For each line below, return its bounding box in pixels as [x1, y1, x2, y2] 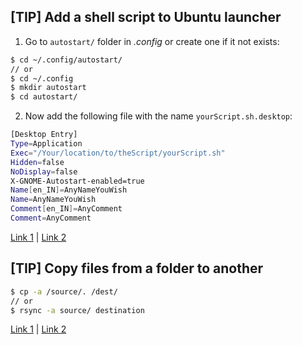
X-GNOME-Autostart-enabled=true [10, 176, 145, 186]
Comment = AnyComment [10, 213, 92, 224]
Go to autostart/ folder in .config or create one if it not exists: [24, 35, 280, 47]
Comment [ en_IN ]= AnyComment [10, 204, 123, 214]
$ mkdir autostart [10, 83, 87, 93]
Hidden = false [10, 157, 65, 167]
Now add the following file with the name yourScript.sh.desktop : [24, 110, 293, 122]
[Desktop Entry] [10, 130, 78, 140]
